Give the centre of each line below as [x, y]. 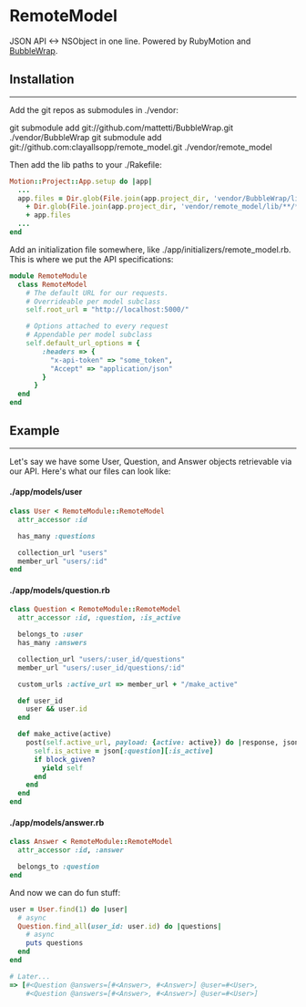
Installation [42, 80]
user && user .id [57, 709]
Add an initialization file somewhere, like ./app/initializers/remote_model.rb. [150, 249]
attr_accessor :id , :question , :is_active [99, 618]
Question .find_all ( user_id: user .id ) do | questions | [120, 926]
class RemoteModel [53, 284]
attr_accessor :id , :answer [71, 850]
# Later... [30, 976]
